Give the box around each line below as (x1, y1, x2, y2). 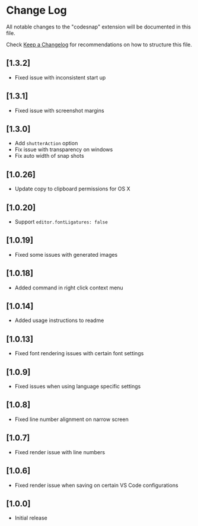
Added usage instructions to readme (14, 317, 104, 324)
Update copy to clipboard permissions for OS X (14, 185, 130, 193)
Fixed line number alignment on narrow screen (14, 416, 129, 423)
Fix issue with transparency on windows (14, 146, 113, 153)
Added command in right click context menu (14, 284, 123, 291)
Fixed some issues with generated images (14, 251, 118, 258)
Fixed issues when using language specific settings (14, 383, 141, 390)
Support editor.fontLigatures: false (14, 218, 108, 225)
